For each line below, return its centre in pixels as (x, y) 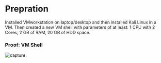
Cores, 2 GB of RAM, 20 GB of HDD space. (48, 32)
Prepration (27, 9)
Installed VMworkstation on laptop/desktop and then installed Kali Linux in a (81, 22)
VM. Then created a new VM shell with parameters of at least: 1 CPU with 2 (80, 27)
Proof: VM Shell (24, 45)
